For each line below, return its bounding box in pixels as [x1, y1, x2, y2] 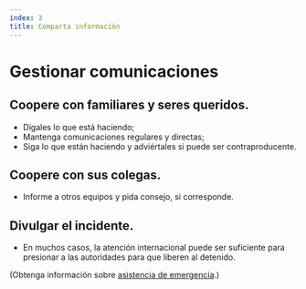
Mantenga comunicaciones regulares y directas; [22, 131, 205, 142]
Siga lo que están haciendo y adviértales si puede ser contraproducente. [22, 140, 297, 151]
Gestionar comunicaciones [9, 61, 219, 82]
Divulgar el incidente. [9, 218, 134, 233]
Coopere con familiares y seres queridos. [9, 98, 249, 113]
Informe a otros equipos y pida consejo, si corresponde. [22, 191, 235, 202]
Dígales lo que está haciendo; [22, 121, 135, 132]
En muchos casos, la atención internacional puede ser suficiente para [22, 243, 285, 253]
